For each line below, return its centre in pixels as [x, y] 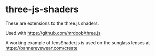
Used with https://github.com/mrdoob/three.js [53, 33]
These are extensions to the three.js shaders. [52, 23]
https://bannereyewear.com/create [41, 48]
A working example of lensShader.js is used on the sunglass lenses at [78, 43]
